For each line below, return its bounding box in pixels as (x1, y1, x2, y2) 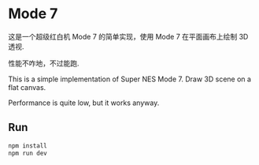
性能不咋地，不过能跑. (8, 58, 80, 68)
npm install (8, 141, 47, 150)
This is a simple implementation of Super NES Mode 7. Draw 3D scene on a (8, 74, 252, 84)
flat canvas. (8, 82, 46, 92)
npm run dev (8, 149, 47, 157)
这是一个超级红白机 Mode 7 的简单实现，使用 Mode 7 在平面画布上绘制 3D (8, 32, 249, 41)
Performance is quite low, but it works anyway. (8, 98, 160, 107)
